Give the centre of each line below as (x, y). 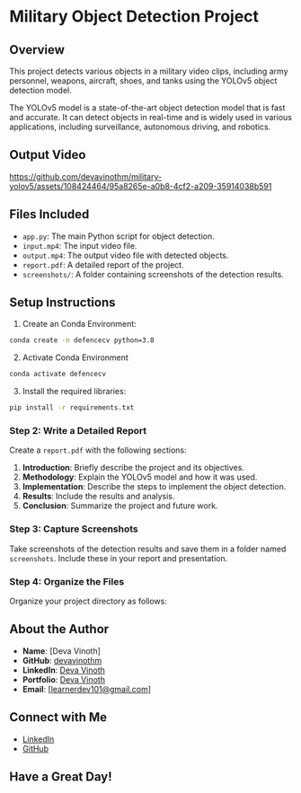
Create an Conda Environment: (79, 324)
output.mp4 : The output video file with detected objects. (125, 255)
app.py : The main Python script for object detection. (119, 236)
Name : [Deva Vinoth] (62, 651)
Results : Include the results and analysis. (98, 497)
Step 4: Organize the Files (67, 581)
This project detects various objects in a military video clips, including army (149, 71)
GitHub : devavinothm (62, 660)
